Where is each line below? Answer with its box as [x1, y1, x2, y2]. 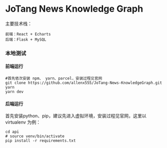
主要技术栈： [5, 20, 32, 26]
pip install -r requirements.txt [5, 138, 76, 143]
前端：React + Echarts [5, 32, 51, 37]
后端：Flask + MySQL [5, 37, 47, 42]
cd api [5, 129, 19, 135]
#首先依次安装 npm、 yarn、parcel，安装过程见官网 [5, 76, 103, 81]
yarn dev [5, 90, 24, 95]
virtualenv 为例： [5, 119, 41, 125]
